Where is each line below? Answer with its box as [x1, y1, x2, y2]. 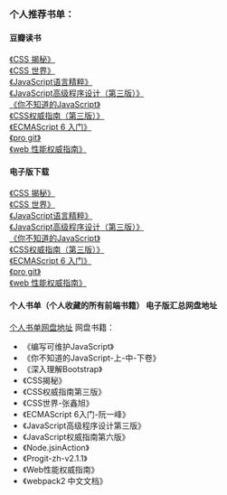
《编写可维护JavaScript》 [22, 341, 115, 351]
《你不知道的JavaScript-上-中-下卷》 [22, 352, 161, 363]
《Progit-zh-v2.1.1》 [22, 453, 88, 463]
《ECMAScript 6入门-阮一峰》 [22, 408, 131, 419]
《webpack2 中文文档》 [22, 475, 108, 486]
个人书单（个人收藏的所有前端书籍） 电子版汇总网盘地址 [9, 300, 218, 311]
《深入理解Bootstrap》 [22, 363, 103, 374]
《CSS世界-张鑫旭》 [22, 397, 94, 408]
